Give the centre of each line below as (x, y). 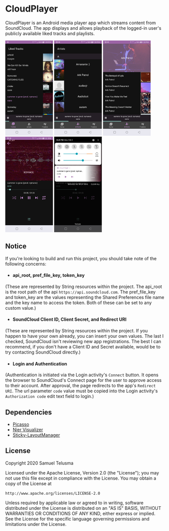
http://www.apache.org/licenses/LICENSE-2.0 (53, 493)
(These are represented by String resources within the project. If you (76, 330)
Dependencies (29, 412)
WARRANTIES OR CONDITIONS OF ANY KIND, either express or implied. (80, 513)
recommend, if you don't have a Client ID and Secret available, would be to (83, 346)
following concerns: (26, 264)
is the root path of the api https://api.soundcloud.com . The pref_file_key (80, 292)
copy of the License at (29, 483)
